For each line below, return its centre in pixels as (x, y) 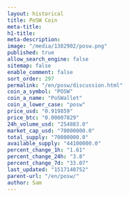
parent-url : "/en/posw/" (43, 176)
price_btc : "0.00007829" (43, 117)
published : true (31, 53)
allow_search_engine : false (48, 59)
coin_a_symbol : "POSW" (40, 92)
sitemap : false (29, 66)
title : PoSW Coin (32, 20)
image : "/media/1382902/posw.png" (58, 46)
